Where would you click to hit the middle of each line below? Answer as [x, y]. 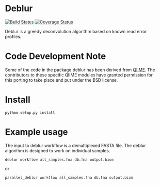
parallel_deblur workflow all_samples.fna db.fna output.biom [69, 177]
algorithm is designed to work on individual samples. [57, 150]
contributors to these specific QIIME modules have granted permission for [79, 75]
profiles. [13, 37]
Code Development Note [56, 56]
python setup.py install [30, 112]
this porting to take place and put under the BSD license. [61, 80]
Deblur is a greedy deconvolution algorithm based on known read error [76, 31]
